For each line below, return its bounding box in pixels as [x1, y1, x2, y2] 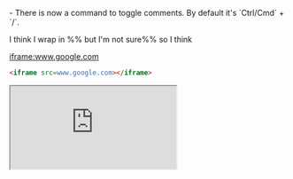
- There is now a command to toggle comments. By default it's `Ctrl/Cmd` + [9, 8, 285, 18]
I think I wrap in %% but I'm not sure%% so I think [9, 35, 193, 44]
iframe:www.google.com [9, 51, 99, 61]
